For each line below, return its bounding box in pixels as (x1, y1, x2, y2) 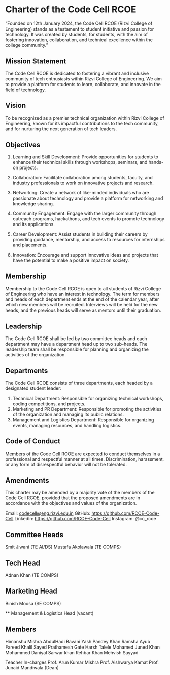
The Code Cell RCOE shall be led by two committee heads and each (5, 335, 147, 342)
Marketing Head (5, 587, 57, 596)
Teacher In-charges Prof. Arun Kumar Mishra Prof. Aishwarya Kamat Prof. (5, 659, 159, 665)
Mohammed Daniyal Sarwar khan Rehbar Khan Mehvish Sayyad (5, 649, 139, 655)
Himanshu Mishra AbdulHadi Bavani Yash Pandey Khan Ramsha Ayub (5, 638, 151, 644)
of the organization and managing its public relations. (12, 411, 124, 417)
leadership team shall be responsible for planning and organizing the (5, 346, 149, 352)
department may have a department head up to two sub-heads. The (5, 341, 148, 347)
